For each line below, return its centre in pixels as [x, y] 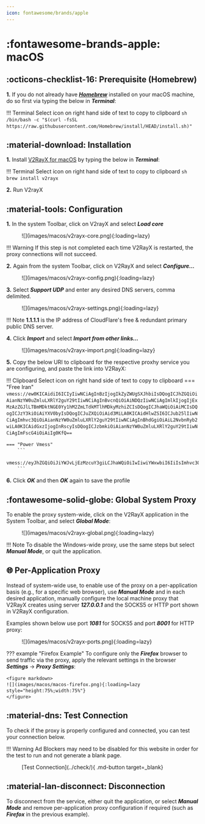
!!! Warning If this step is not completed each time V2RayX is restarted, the [100, 248]
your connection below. [36, 737]
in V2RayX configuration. [38, 611]
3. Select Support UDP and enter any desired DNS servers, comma [91, 290]
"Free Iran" [20, 387]
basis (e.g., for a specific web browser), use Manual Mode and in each [95, 592]
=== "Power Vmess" [30, 445]
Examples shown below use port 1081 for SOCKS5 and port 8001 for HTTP [100, 623]
